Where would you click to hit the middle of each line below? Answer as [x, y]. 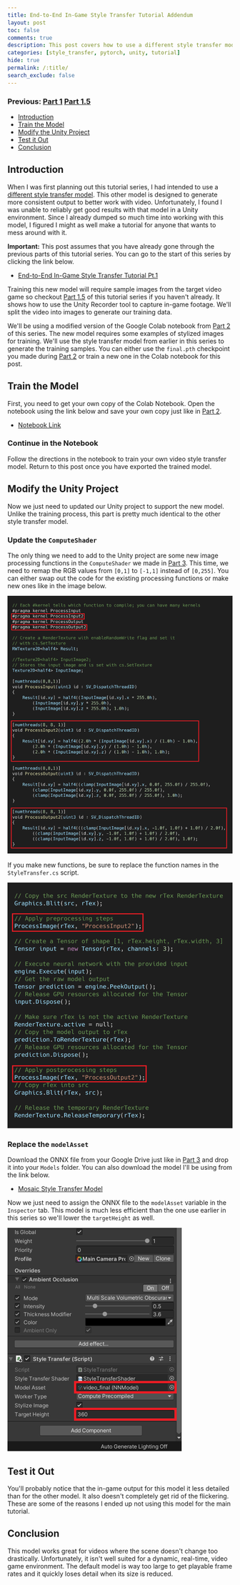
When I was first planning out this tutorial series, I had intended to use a [113, 187]
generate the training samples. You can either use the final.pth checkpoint [119, 348]
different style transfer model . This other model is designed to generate [112, 194]
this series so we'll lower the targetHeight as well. [81, 1218]
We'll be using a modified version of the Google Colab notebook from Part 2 [119, 326]
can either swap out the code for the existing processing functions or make [118, 578]
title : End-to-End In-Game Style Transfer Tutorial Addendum [100, 15]
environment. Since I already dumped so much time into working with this [115, 217]
